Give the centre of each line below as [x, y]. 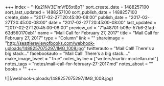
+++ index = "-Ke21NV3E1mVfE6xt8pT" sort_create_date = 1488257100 [77, 7]
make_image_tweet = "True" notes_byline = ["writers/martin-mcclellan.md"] [82, 59]
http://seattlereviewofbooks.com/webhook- [51, 43]
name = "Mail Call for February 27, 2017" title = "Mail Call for [98, 33]
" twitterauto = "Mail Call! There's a [119, 48]
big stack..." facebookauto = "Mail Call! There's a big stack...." [68, 53]
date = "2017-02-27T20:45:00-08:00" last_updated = [103, 22]
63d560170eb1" [21, 33]
